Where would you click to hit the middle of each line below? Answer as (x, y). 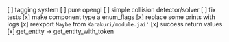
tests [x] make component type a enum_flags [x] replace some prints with (111, 17)
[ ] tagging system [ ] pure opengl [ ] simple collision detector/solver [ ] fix (111, 10)
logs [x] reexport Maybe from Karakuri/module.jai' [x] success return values (115, 24)
